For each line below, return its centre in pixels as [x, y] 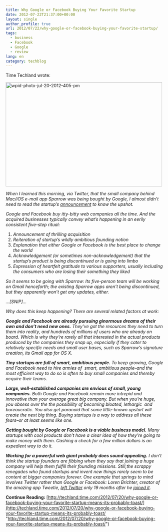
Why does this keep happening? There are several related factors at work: [82, 312]
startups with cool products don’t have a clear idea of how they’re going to [83, 435]
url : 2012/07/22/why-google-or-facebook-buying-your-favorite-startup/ [82, 29]
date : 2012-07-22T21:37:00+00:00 [40, 15]
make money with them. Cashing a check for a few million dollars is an [79, 441]
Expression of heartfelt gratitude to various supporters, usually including [88, 267]
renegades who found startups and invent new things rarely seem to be [80, 472]
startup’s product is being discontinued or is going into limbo [75, 261]
